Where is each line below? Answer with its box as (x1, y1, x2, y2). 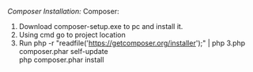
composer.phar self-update (18, 47, 108, 56)
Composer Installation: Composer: (7, 7, 119, 16)
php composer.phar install (18, 55, 104, 64)
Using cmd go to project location (18, 31, 126, 39)
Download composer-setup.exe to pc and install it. (18, 22, 183, 31)
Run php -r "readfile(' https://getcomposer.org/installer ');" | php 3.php (18, 38, 246, 48)
